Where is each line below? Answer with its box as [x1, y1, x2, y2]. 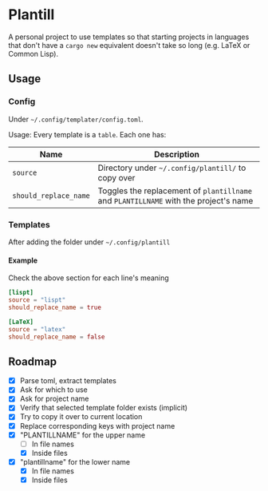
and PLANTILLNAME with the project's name [97, 195, 254, 206]
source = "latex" [8, 325, 66, 333]
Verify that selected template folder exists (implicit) [19, 403, 188, 413]
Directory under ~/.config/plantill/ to [97, 162, 246, 173]
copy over [97, 172, 136, 183]
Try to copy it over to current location [19, 412, 143, 422]
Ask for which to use [19, 385, 88, 394]
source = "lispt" [8, 296, 66, 304]
